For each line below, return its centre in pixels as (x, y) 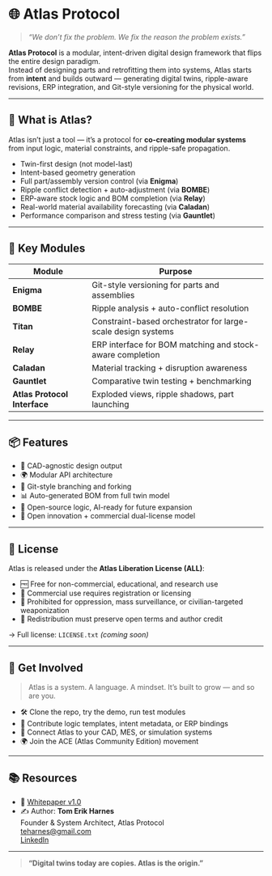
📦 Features (38, 442)
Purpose (176, 271)
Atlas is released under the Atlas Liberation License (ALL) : (106, 569)
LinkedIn (34, 840)
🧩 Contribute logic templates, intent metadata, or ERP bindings (124, 724)
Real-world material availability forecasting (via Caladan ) (115, 206)
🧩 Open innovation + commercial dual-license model (108, 516)
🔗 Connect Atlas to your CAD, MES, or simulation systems (116, 732)
